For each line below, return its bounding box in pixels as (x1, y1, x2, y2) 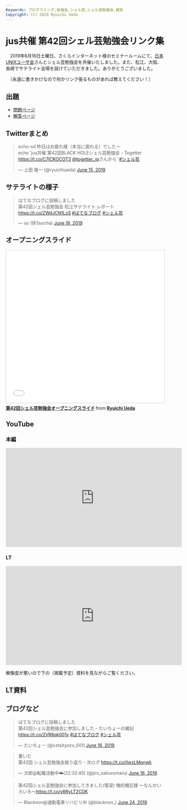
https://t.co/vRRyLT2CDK (35, 788, 88, 794)
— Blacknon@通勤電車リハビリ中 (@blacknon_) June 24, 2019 (18, 799, 147, 805)
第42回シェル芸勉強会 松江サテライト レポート (18, 204, 115, 210)
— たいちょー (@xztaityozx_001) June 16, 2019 (18, 742, 115, 748)
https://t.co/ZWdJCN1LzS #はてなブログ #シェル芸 (18, 210, 123, 216)
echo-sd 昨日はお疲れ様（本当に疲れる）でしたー (18, 144, 121, 150)
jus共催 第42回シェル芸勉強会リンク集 (6, 35, 164, 47)
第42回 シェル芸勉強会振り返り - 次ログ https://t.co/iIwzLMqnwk (18, 759, 152, 765)
